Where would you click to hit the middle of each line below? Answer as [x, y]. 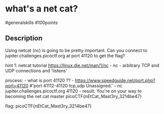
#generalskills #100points [31, 22]
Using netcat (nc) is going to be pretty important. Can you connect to [76, 50]
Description [24, 38]
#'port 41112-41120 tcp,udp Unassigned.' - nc [76, 85]
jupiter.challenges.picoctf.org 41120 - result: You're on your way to [73, 91]
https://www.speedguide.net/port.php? [115, 80]
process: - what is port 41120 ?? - [39, 80]
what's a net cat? [42, 9]
